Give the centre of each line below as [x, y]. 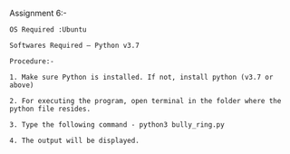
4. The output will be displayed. [75, 140]
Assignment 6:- [39, 13]
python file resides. [50, 109]
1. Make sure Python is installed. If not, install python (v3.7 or [141, 77]
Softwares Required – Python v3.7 [75, 45]
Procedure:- [32, 62]
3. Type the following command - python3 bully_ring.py [117, 125]
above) [22, 85]
